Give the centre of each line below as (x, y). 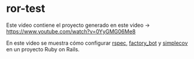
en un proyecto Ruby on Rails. (43, 49)
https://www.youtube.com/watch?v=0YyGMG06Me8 (71, 31)
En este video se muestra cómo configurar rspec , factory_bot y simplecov (97, 43)
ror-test (26, 9)
